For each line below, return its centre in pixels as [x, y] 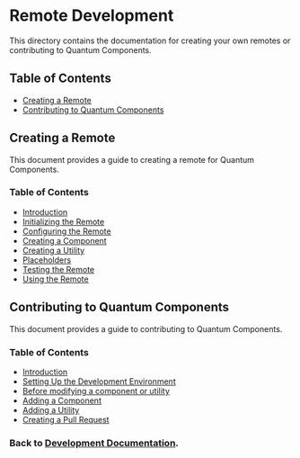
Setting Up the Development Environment [99, 381]
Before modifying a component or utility [96, 391]
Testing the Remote [58, 269]
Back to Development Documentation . [94, 443]
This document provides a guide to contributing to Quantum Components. [146, 328]
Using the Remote [55, 279]
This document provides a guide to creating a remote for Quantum [132, 159]
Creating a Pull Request [66, 419]
